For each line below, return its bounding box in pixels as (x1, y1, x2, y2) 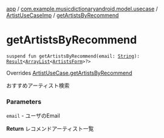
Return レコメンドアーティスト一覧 (6, 125, 94, 133)
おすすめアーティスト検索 (6, 82, 70, 89)
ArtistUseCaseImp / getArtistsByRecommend (6, 12, 119, 19)
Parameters (6, 97, 41, 106)
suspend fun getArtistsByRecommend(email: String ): (6, 53, 140, 59)
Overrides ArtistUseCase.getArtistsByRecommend (6, 69, 132, 76)
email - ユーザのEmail (6, 112, 61, 120)
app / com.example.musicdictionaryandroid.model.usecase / (6, 5, 158, 12)
